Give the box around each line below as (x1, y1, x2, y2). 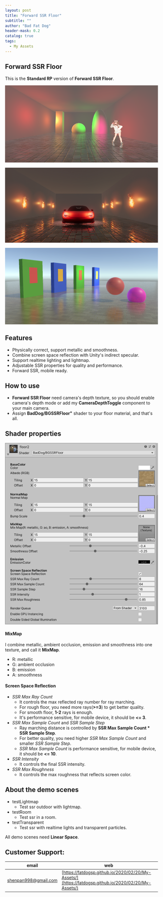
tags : (5, 39, 16, 44)
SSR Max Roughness (12, 766, 54, 773)
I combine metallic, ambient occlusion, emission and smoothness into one (5, 641, 153, 647)
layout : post (5, 8, 32, 13)
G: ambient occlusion (12, 661, 55, 667)
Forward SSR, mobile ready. (12, 367, 68, 373)
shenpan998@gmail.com (7, 877, 58, 883)
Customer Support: (5, 848, 65, 857)
